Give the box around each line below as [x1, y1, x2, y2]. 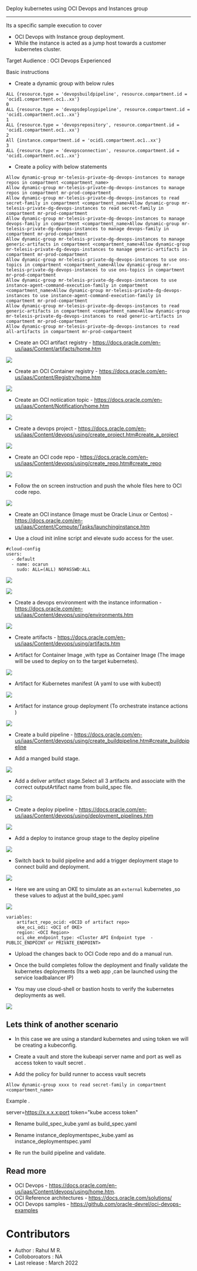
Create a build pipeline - [14, 731, 73, 738]
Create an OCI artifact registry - [14, 339, 92, 346]
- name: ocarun [11, 561, 49, 567]
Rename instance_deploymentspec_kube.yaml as [14, 1131, 134, 1138]
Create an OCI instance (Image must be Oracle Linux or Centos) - [14, 511, 173, 517]
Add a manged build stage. [14, 755, 80, 762]
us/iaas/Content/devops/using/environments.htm [14, 611, 134, 618]
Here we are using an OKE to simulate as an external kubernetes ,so [14, 886, 181, 892]
